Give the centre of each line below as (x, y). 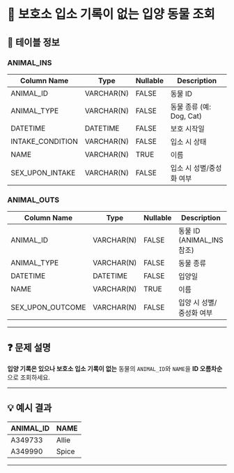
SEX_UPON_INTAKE (43, 173)
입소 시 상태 (188, 142)
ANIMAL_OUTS (33, 200)
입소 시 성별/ (189, 168)
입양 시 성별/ (198, 303)
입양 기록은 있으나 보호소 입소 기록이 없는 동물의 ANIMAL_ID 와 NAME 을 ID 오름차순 (115, 368)
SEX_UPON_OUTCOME (48, 307)
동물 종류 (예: (190, 107)
